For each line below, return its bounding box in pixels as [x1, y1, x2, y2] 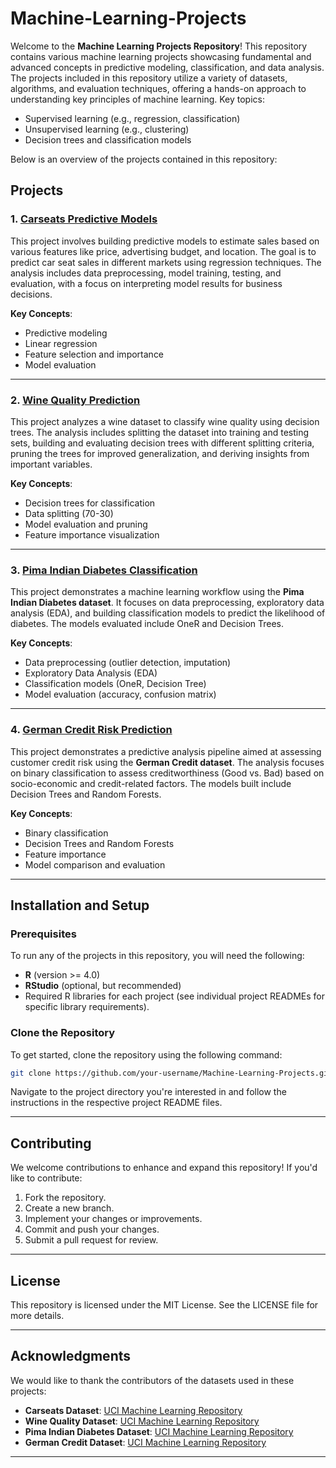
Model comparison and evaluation [24, 858, 166, 871]
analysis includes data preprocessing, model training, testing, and [10, 267, 282, 279]
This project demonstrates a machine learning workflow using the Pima [10, 586, 305, 598]
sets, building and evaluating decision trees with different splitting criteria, [10, 437, 315, 449]
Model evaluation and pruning [24, 518, 148, 530]
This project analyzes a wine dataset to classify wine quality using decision [10, 415, 320, 427]
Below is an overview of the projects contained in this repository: [10, 153, 278, 165]
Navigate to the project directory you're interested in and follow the [10, 1086, 287, 1098]
